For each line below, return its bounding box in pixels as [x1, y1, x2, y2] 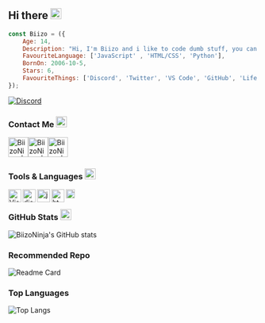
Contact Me [8, 118, 55, 129]
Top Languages [8, 287, 70, 298]
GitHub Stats [8, 212, 59, 223]
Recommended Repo [8, 249, 90, 260]
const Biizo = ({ [8, 29, 66, 38]
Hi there [8, 9, 49, 22]
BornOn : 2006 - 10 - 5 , [22, 60, 87, 67]
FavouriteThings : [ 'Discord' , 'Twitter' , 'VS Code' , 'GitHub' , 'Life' [22, 75, 261, 83]
